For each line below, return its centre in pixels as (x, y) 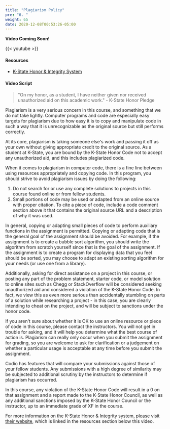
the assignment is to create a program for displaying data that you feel (79, 253)
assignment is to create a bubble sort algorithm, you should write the (77, 242)
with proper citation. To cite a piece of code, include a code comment (85, 205)
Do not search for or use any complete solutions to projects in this (81, 188)
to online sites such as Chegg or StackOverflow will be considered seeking (83, 284)
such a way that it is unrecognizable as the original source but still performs (84, 126)
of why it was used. (33, 215)
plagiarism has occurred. (31, 380)
